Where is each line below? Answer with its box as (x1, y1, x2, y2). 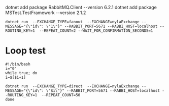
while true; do (5, 70, 38, 75)
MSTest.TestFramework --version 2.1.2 (5, 10, 86, 16)
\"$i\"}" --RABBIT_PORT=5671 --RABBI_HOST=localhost (46, 88, 160, 93)
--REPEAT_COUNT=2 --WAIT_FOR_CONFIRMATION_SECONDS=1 (39, 28, 153, 33)
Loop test (5, 45, 46, 57)
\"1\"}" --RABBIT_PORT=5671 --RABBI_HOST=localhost (46, 24, 158, 29)
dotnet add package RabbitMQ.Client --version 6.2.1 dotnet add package (5, 5, 157, 10)
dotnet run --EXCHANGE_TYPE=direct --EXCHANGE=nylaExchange (5, 83, 140, 89)
